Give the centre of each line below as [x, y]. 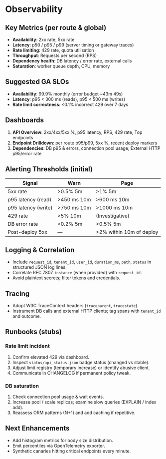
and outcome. [27, 316]
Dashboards [24, 120]
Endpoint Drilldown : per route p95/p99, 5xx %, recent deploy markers [85, 143]
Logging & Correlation [40, 250]
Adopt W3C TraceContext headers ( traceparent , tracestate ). [75, 306]
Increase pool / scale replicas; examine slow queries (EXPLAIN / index [84, 402]
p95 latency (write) [30, 208]
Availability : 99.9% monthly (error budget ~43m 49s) [68, 94]
